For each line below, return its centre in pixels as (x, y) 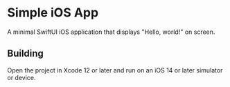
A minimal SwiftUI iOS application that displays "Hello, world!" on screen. (111, 32)
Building (25, 54)
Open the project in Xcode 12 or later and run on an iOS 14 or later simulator (115, 70)
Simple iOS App (53, 13)
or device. (21, 77)
